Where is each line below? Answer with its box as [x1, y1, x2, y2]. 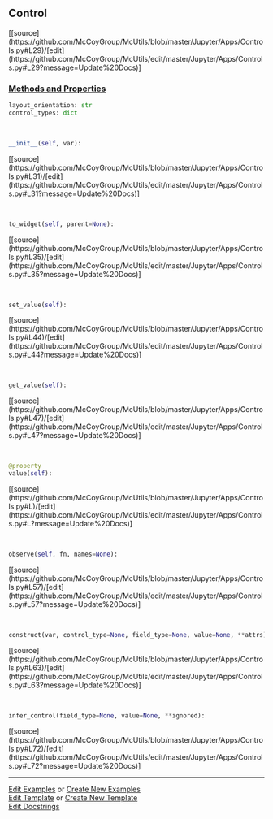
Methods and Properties [8, 83, 106, 94]
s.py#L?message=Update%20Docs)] [8, 519, 132, 529]
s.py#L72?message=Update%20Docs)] [8, 760, 141, 770]
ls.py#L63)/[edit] [8, 662, 65, 673]
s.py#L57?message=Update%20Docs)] [8, 599, 141, 609]
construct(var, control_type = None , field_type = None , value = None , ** [8, 630, 245, 639]
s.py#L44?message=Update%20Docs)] [8, 349, 142, 360]
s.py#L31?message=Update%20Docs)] [8, 188, 141, 198]
